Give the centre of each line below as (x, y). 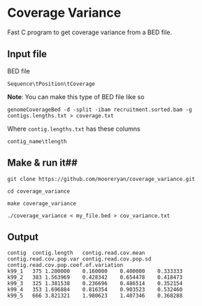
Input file (27, 54)
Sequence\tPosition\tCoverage (51, 84)
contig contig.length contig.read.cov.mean (76, 253)
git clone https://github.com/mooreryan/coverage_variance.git (101, 179)
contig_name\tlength (37, 141)
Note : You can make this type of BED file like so (76, 96)
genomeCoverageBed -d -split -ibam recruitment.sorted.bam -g (100, 110)
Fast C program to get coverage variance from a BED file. (90, 32)
